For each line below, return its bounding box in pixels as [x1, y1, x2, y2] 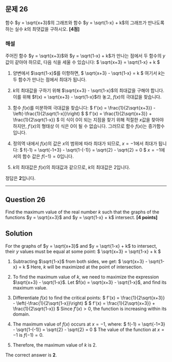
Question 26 [5, 195, 46, 204]
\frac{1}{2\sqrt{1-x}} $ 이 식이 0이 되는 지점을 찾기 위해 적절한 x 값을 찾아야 [12, 117, 164, 123]
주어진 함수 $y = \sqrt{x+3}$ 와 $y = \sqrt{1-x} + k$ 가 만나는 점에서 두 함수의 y [5, 53, 165, 59]
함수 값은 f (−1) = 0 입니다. [22, 153, 74, 159]
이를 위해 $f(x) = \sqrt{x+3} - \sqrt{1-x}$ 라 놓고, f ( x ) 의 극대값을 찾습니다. [12, 94, 162, 100]
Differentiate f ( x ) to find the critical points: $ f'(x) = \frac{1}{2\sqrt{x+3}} [12, 295, 165, 301]
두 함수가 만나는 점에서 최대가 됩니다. [12, 77, 87, 83]
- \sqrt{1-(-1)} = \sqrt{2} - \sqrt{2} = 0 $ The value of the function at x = [12, 326, 165, 333]
